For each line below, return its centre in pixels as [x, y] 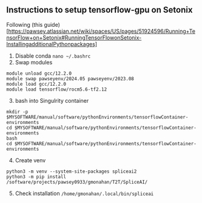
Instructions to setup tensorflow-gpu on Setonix [99, 10]
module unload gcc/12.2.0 [39, 73]
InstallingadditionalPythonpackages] [52, 44]
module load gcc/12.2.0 [36, 84]
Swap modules [34, 62]
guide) [52, 24]
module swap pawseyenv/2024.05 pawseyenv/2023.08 [70, 78]
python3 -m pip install [36, 177]
